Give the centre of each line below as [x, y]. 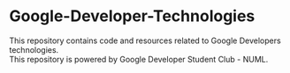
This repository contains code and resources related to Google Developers [145, 40]
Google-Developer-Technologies [132, 16]
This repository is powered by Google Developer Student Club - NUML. [139, 59]
